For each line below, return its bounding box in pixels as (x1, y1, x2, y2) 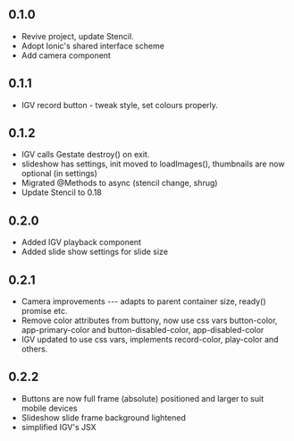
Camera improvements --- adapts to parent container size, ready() (21, 296, 266, 307)
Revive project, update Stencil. (21, 30, 135, 41)
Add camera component (21, 49, 111, 61)
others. (21, 343, 48, 354)
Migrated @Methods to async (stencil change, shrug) (21, 178, 218, 189)
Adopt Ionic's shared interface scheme (21, 40, 164, 51)
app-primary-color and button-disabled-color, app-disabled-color (21, 325, 265, 335)
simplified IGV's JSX (21, 421, 97, 432)
